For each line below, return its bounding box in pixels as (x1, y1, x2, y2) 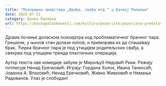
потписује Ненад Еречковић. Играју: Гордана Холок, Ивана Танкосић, (5, 65, 153, 71)
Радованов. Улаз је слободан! (5, 75, 68, 81)
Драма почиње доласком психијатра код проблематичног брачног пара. (5, 34, 160, 40)
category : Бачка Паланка (5, 16, 56, 21)
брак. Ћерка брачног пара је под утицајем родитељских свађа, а (5, 45, 144, 51)
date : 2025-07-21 (5, 12, 41, 17)
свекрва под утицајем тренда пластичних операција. (5, 50, 118, 56)
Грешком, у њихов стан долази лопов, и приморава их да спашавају (5, 40, 150, 46)
